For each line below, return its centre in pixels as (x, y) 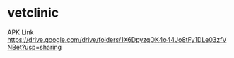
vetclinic (33, 13)
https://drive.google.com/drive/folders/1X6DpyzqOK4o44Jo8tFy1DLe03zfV (117, 39)
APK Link (21, 32)
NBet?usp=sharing (35, 47)
